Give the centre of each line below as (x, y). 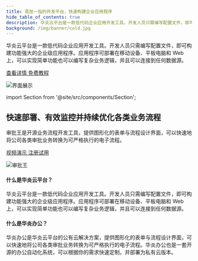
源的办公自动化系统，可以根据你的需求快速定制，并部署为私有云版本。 (91, 252)
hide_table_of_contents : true (43, 17)
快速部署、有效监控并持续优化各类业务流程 (83, 117)
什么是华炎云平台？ (29, 180)
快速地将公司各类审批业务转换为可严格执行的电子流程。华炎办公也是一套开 (101, 245)
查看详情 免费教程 (27, 73)
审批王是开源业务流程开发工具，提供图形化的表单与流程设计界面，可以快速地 (99, 133)
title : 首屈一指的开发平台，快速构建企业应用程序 (59, 12)
